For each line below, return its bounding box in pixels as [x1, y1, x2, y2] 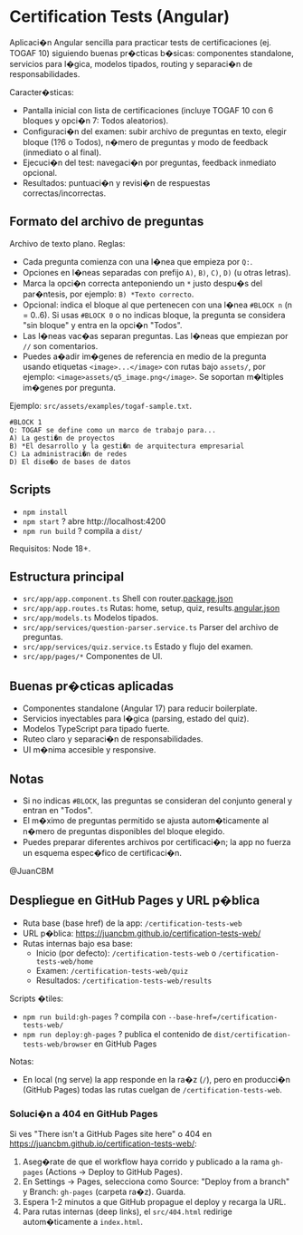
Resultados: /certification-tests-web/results [35, 975, 213, 986]
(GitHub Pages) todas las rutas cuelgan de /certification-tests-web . [22, 1084, 283, 1094]
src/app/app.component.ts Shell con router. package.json [22, 593, 233, 604]
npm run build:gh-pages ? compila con [22, 1011, 166, 1022]
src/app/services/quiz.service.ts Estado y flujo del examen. [22, 641, 253, 652]
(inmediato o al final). [22, 147, 102, 158]
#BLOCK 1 [9, 417, 43, 427]
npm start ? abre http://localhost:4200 [22, 515, 166, 527]
